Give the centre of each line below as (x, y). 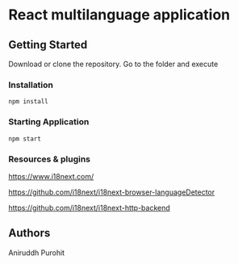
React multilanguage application (119, 15)
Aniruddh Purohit (37, 253)
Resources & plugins (50, 159)
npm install (28, 102)
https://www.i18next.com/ (51, 176)
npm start (25, 139)
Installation (31, 85)
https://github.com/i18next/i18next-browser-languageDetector (112, 192)
